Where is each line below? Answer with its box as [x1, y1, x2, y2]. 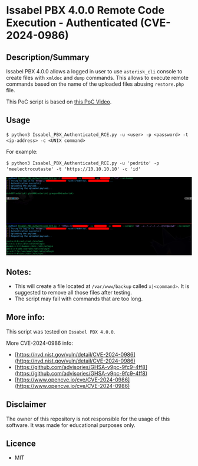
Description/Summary [6, 52, 90, 62]
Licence [6, 438, 37, 448]
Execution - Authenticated [6, 16, 138, 30]
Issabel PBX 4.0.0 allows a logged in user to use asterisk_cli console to [6, 68, 183, 75]
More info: [6, 312, 45, 322]
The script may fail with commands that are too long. [14, 295, 143, 302]
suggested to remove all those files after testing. [14, 289, 133, 296]
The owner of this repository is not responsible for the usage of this [6, 415, 170, 422]
